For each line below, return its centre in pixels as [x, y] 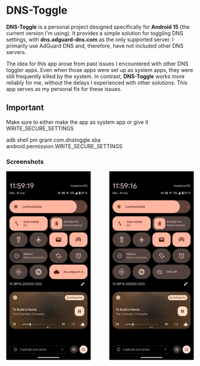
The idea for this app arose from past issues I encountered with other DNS [97, 64]
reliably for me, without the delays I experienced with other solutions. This [97, 82]
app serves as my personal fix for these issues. [64, 89]
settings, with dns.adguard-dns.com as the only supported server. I [90, 39]
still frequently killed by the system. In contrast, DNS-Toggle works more [95, 76]
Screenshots [25, 161]
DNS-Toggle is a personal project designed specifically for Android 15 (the [98, 27]
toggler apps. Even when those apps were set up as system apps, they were [100, 70]
